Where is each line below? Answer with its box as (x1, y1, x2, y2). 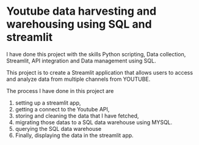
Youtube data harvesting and (6, 4, 157, 18)
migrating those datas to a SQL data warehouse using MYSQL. (15, 118, 173, 126)
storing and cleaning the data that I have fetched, (15, 112, 139, 119)
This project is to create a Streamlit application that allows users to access (6, 69, 194, 76)
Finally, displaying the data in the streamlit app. (15, 132, 134, 139)
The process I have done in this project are (6, 87, 114, 94)
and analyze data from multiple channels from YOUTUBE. (6, 75, 151, 83)
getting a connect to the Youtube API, (15, 105, 110, 113)
